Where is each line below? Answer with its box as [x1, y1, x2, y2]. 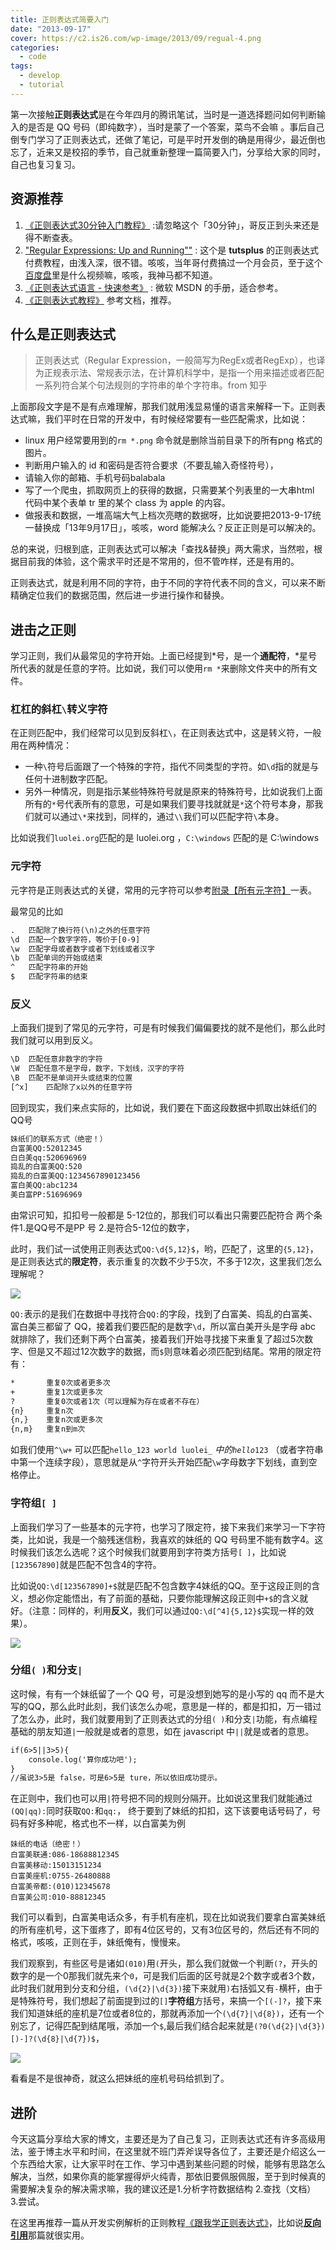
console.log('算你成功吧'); [28, 1754, 138, 1765]
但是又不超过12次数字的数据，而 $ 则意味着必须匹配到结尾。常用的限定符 [27, 1345, 322, 1357]
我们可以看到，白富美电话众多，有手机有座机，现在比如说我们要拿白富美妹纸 [10, 1911, 326, 1923]
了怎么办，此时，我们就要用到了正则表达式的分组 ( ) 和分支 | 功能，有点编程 [10, 1712, 318, 1725]
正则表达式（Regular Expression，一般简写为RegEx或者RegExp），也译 [34, 354, 326, 366]
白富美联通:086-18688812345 [10, 1850, 120, 1860]
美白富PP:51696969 [10, 1190, 83, 1200]
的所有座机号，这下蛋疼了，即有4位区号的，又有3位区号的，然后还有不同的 [10, 1924, 320, 1936]
